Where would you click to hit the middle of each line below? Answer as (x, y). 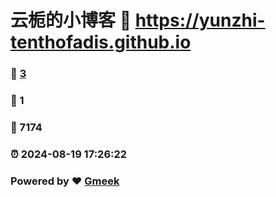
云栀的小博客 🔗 (71, 20)
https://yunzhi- (200, 20)
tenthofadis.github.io (101, 42)
